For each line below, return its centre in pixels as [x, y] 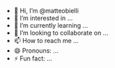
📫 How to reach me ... [46, 41]
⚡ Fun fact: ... [33, 58]
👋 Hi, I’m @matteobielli [46, 11]
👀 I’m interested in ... [43, 18]
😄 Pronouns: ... [36, 51]
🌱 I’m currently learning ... [51, 25]
